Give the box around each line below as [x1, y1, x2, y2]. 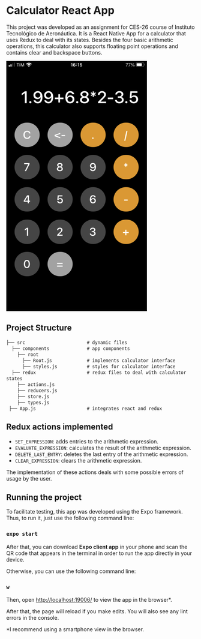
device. [6, 556, 25, 563]
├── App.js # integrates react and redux [8, 406, 163, 412]
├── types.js [17, 400, 50, 406]
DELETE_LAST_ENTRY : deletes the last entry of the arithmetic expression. [14, 451, 188, 458]
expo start [6, 530, 38, 538]
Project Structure [6, 323, 72, 333]
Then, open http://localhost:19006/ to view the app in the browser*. [6, 596, 172, 603]
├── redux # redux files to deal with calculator [11, 370, 187, 376]
